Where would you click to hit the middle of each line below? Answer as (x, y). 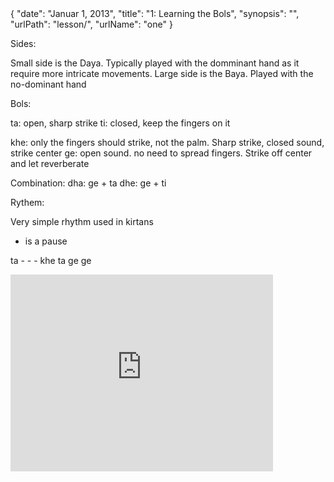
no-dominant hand (48, 84)
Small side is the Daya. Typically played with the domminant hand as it (155, 63)
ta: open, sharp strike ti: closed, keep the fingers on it (120, 123)
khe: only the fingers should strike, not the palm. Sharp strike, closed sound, (167, 142)
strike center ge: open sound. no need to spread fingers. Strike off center (161, 153)
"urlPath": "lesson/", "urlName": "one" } (91, 24)
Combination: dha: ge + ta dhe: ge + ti (88, 183)
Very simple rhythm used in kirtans (82, 221)
